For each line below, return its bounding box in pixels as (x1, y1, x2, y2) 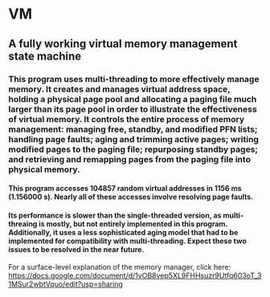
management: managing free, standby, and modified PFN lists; (8, 124, 258, 135)
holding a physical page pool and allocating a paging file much (8, 93, 257, 104)
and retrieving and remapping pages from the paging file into (8, 153, 252, 165)
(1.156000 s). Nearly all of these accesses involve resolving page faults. (8, 192, 254, 201)
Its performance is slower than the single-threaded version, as (8, 210, 222, 220)
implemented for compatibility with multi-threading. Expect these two (8, 236, 247, 246)
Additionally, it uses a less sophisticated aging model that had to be (8, 227, 239, 237)
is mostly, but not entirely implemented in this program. (39, 218, 228, 229)
